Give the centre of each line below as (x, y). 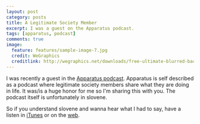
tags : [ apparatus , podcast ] (41, 34)
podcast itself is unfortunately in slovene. (57, 97)
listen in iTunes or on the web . (43, 115)
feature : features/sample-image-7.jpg (60, 50)
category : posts (26, 17)
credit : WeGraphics (36, 56)
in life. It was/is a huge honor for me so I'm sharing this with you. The (91, 91)
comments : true (25, 39)
